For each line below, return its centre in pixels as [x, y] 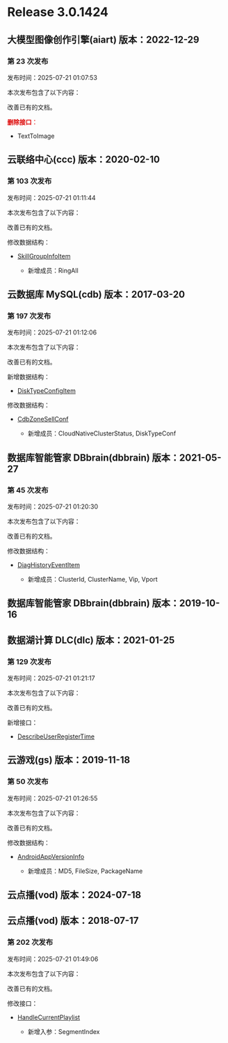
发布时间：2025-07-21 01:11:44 [51, 198]
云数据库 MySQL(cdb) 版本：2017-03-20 [96, 294]
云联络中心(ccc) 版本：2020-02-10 [83, 160]
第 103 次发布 [30, 181]
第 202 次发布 [30, 943]
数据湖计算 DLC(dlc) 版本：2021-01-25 [91, 640]
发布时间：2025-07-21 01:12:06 [52, 332]
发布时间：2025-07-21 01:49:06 [53, 959]
